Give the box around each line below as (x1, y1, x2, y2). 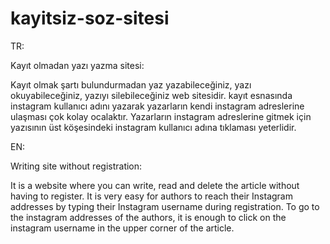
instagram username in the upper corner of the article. (10, 222, 235, 234)
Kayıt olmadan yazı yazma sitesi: (10, 59, 145, 71)
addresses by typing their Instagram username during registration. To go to (10, 200, 320, 212)
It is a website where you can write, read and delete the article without (10, 179, 300, 191)
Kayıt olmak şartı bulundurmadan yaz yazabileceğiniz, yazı (10, 78, 252, 91)
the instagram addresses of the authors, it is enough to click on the (10, 211, 287, 223)
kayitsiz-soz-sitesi (10, 7, 170, 30)
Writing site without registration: (10, 160, 143, 172)
